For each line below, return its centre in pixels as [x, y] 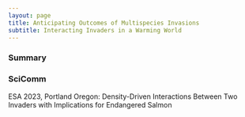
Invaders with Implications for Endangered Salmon [90, 104]
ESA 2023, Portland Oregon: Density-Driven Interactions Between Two [123, 96]
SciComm [27, 79]
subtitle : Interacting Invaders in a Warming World [95, 30]
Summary [28, 58]
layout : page [30, 15]
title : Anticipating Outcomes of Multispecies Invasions [104, 23]
